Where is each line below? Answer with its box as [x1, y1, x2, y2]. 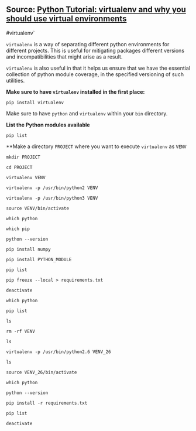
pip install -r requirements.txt [6, 400, 88, 406]
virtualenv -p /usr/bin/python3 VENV [6, 195, 98, 201]
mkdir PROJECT [6, 154, 41, 160]
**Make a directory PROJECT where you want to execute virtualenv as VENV [6, 143, 187, 150]
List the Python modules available [6, 121, 90, 128]
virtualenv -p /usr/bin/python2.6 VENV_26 [6, 348, 111, 355]
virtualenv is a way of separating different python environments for [6, 40, 170, 47]
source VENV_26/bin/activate [6, 369, 77, 375]
